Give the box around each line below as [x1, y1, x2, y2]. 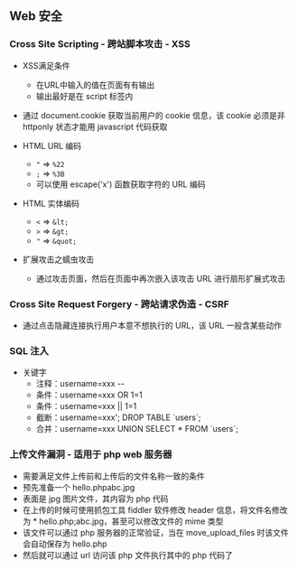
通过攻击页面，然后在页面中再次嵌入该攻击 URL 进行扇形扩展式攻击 [35, 273, 286, 284]
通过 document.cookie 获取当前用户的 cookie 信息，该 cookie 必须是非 [22, 109, 286, 120]
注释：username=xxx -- [35, 378, 126, 389]
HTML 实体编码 [22, 198, 79, 209]
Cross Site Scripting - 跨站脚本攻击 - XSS [9, 38, 191, 51]
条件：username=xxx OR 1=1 [35, 389, 143, 400]
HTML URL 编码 [22, 140, 82, 151]
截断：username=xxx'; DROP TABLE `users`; [35, 412, 201, 423]
